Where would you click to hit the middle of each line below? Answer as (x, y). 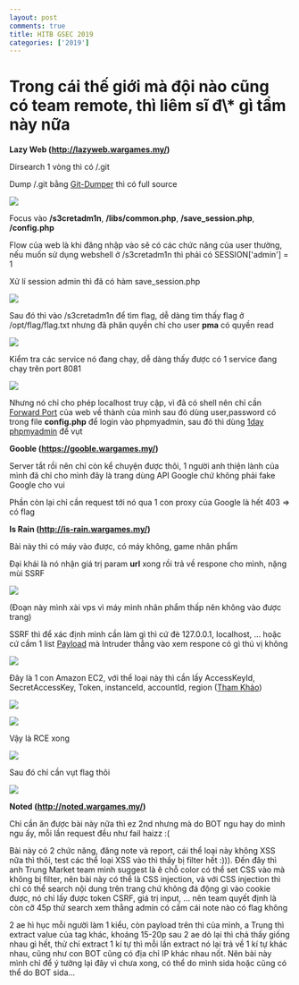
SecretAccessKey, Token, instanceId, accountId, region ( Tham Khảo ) (136, 688)
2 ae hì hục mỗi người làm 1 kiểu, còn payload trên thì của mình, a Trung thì (147, 925)
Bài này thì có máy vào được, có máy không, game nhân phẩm (124, 547)
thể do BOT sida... (42, 972)
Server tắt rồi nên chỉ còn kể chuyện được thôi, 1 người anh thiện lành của (144, 466)
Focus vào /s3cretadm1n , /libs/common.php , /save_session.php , (132, 218)
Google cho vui (37, 485)
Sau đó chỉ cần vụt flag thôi (60, 773)
